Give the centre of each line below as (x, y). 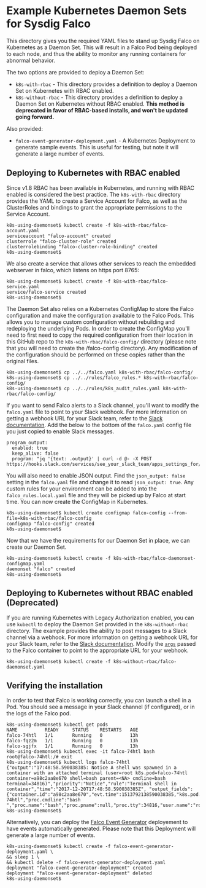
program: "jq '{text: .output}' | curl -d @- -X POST (82, 458)
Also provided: (25, 128)
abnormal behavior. (31, 60)
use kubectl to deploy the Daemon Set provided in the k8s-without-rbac (97, 624)
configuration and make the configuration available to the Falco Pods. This (100, 315)
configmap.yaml (26, 564)
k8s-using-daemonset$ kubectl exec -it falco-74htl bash (81, 752)
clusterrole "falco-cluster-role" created (61, 241)
